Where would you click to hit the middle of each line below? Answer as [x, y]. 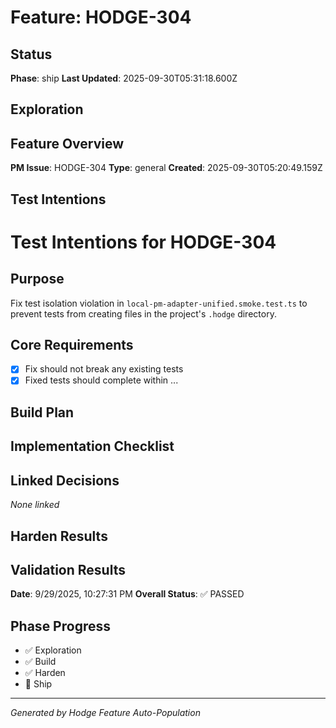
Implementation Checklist [92, 446]
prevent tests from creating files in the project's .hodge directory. [143, 313]
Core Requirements [72, 344]
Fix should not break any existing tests [104, 369]
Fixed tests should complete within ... [101, 380]
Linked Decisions [65, 480]
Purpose [37, 279]
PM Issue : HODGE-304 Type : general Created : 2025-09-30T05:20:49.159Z [166, 168]
